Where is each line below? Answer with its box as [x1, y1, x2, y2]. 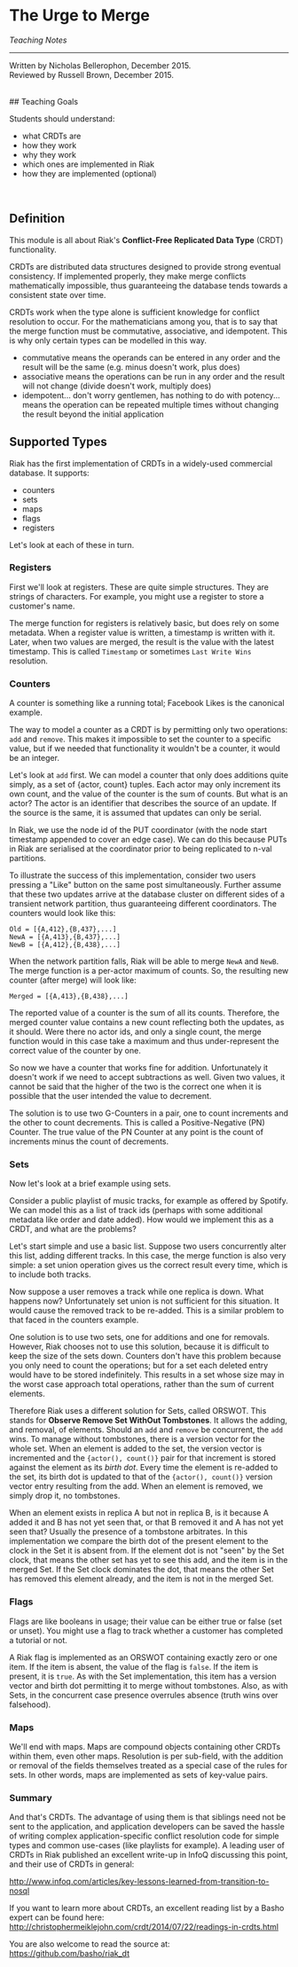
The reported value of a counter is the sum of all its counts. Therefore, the [9, 1007, 280, 1018]
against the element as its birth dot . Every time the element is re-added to [9, 1462, 278, 1473]
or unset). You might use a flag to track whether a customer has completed [9, 1625, 284, 1636]
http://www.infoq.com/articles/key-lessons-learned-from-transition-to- [9, 1877, 270, 1887]
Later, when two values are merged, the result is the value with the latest [9, 636, 275, 647]
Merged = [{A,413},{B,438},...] [9, 992, 129, 1001]
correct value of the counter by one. [9, 1046, 142, 1056]
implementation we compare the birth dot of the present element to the [9, 1536, 269, 1547]
